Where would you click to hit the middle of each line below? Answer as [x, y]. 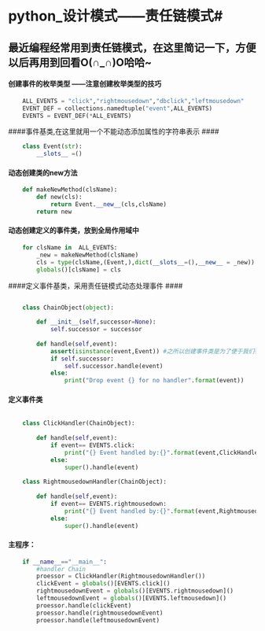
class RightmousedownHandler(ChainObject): [95, 482]
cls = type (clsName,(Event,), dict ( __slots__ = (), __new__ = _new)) [146, 262]
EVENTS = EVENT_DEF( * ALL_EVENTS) [77, 116]
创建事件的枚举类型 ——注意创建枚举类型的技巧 [85, 84]
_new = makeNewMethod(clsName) [88, 255]
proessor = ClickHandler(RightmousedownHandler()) [121, 576]
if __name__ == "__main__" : [65, 562]
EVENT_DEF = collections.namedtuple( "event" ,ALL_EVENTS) [118, 108]
